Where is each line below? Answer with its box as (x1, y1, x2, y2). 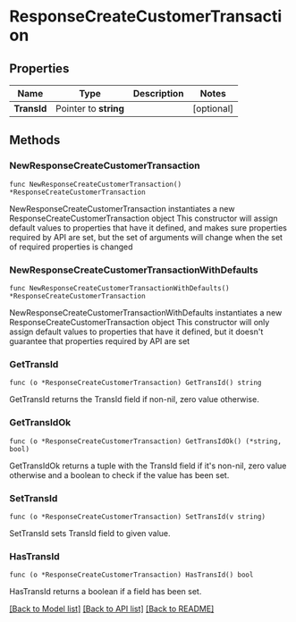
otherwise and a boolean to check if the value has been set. (9, 469, 230, 480)
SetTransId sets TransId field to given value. (9, 527, 172, 538)
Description (132, 88, 184, 99)
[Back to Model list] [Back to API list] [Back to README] (9, 603, 215, 614)
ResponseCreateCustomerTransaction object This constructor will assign (9, 213, 279, 223)
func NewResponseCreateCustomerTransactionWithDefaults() (9, 283, 230, 292)
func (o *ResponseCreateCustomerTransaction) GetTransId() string (9, 378, 262, 388)
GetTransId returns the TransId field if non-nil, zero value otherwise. (9, 394, 259, 405)
